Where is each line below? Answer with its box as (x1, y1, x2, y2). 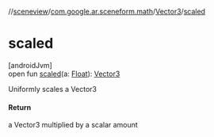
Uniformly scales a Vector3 (8, 84, 97, 93)
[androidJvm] (8, 60, 53, 70)
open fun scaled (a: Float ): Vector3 (8, 69, 120, 78)
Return (8, 102, 32, 112)
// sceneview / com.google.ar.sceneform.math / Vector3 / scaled (8, 7, 206, 16)
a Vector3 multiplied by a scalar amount (8, 120, 139, 130)
